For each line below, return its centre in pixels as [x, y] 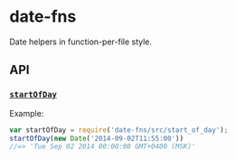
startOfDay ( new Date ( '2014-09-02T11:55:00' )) [96, 138]
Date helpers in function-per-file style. [80, 42]
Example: [27, 113]
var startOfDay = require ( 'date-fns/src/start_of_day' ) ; [119, 130]
